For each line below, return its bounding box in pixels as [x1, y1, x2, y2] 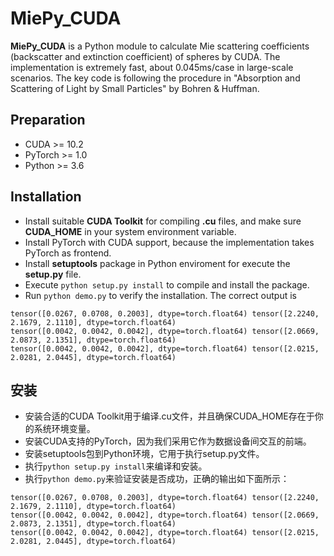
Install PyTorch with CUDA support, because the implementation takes [24, 236, 315, 248]
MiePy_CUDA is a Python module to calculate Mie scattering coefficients [10, 40, 310, 52]
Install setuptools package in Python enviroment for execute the [24, 257, 291, 269]
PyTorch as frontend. [24, 247, 112, 259]
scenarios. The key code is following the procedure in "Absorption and [10, 72, 301, 84]
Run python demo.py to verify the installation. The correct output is [24, 289, 297, 301]
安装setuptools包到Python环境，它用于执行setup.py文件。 [24, 448, 265, 460]
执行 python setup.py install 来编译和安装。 [24, 460, 208, 472]
